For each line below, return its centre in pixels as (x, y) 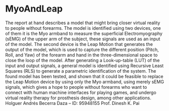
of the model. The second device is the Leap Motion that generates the (79, 44)
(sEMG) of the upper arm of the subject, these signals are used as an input (83, 39)
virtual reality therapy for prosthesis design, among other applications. (78, 98)
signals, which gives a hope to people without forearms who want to (76, 87)
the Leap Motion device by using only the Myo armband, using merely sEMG (85, 82)
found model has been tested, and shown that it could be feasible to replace (84, 76)
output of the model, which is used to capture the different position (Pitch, (82, 49)
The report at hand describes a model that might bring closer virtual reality (83, 23)
